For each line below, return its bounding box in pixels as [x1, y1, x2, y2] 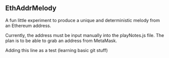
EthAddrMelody [5, 4, 57, 12]
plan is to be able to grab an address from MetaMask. [5, 37, 117, 43]
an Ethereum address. [5, 22, 52, 28]
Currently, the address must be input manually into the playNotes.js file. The [5, 32, 164, 38]
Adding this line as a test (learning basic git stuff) [5, 47, 108, 53]
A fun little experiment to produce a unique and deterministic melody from [5, 17, 160, 23]
